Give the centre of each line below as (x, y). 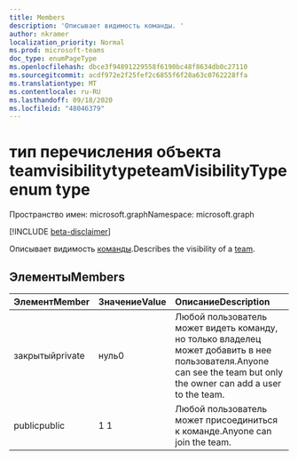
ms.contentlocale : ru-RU (55, 91)
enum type (50, 190)
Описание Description (223, 301)
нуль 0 (111, 356)
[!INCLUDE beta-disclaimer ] (60, 232)
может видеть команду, (227, 328)
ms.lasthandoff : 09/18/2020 (61, 100)
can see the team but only (229, 372)
